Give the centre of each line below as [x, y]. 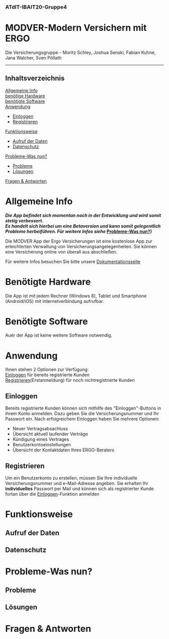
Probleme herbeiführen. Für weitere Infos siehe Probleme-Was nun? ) [79, 231]
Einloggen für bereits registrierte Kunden [47, 375]
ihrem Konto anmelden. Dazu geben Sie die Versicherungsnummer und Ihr [82, 414]
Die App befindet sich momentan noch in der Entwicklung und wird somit [83, 215]
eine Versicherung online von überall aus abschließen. [61, 252]
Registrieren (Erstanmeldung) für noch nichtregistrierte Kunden [70, 380]
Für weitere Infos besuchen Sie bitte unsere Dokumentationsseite [73, 261]
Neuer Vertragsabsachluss [40, 429]
